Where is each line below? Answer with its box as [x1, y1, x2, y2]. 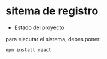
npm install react [5, 46, 52, 53]
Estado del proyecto [14, 24, 64, 31]
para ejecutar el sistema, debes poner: [5, 35, 102, 42]
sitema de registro [5, 4, 99, 18]
